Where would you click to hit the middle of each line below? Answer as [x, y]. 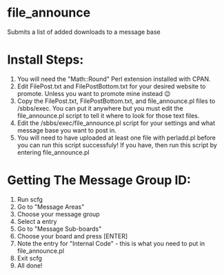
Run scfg [30, 199]
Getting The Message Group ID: [99, 180]
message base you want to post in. [67, 130]
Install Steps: [45, 60]
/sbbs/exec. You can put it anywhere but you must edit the [100, 108]
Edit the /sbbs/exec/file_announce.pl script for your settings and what [116, 123]
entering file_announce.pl [53, 152]
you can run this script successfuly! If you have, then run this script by [117, 145]
